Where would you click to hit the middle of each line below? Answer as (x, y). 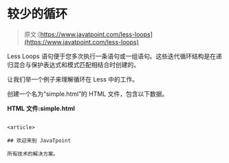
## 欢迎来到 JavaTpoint (39, 140)
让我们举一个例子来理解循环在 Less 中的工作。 (73, 79)
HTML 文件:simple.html (41, 108)
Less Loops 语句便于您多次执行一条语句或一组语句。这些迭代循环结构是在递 (115, 56)
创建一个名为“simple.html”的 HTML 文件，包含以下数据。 (88, 94)
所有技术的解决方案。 (33, 154)
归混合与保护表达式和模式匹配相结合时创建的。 (73, 64)
